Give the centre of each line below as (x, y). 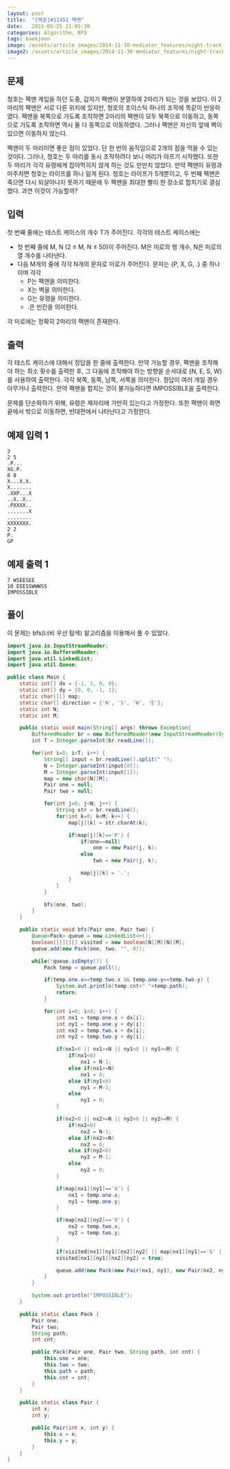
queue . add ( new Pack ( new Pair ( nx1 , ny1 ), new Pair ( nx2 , (136, 1270)
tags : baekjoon (29, 39)
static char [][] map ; (50, 696)
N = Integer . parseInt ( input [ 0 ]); (91, 766)
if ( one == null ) (101, 841)
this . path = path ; (70, 1371)
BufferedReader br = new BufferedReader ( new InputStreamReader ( (125, 734)
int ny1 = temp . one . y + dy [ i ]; (101, 1024)
